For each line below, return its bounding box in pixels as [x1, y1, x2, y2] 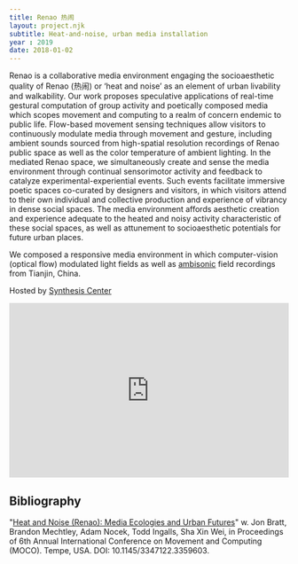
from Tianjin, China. [9, 268, 82, 279]
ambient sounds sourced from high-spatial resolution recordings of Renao [9, 138, 279, 149]
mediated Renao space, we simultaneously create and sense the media [9, 157, 270, 168]
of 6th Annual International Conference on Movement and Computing [9, 536, 263, 546]
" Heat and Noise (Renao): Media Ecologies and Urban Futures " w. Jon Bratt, [9, 516, 287, 528]
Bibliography [9, 493, 82, 508]
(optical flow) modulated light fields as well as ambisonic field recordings [9, 259, 276, 270]
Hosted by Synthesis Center [9, 286, 113, 296]
